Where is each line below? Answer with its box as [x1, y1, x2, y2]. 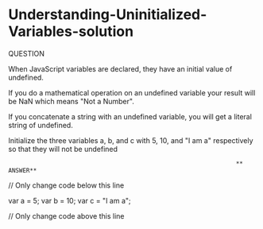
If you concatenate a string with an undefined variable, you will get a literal [8, 111, 253, 121]
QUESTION [8, 49, 45, 58]
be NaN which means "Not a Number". [8, 96, 135, 106]
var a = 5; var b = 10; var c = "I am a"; [8, 196, 131, 205]
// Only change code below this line [8, 180, 125, 190]
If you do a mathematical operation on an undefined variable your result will [8, 87, 256, 97]
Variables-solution [8, 22, 133, 41]
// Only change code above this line [8, 211, 125, 220]
